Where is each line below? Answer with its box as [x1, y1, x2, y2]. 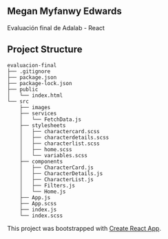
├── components [19, 158, 63, 165]
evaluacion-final [7, 62, 57, 69]
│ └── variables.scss [19, 152, 88, 159]
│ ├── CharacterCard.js [19, 164, 94, 171]
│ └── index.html [7, 92, 63, 99]
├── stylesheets [19, 122, 67, 129]
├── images [19, 104, 51, 111]
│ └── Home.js [19, 188, 67, 195]
